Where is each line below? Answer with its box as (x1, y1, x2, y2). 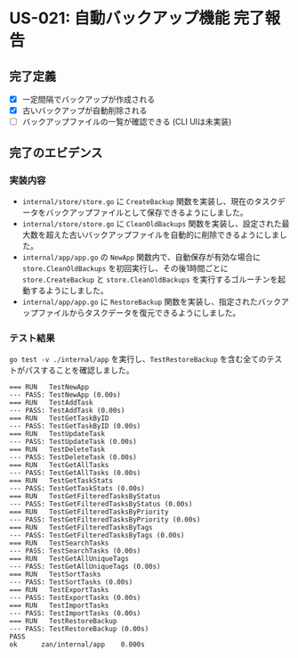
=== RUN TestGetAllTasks (9, 461, 109, 470)
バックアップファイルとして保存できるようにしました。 (45, 207, 249, 218)
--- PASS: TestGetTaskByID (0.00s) (9, 422, 141, 431)
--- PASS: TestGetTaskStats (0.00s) (9, 484, 145, 493)
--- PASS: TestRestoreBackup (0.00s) (9, 625, 149, 634)
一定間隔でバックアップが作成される (21, 95, 156, 104)
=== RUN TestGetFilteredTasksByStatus (9, 492, 162, 501)
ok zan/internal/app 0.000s (9, 640, 145, 649)
